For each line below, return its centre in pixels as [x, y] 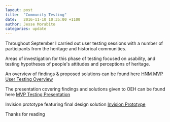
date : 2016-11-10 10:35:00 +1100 [43, 19]
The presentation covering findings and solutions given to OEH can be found [85, 89]
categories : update [26, 29]
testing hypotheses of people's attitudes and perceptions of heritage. [78, 64]
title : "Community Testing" [36, 15]
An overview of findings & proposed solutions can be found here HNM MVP [84, 74]
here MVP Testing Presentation [38, 95]
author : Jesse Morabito [30, 24]
